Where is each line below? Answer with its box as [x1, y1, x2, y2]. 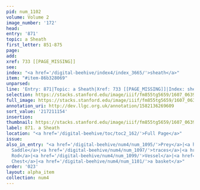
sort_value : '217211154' [6, 108, 68, 114]
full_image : [6, 97, 36, 103]
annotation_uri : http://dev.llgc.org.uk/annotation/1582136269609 [6, 102, 174, 109]
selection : [6, 92, 33, 98]
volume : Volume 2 [6, 14, 49, 20]
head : [6, 25, 20, 32]
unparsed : [6, 81, 31, 87]
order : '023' [6, 164, 39, 170]
